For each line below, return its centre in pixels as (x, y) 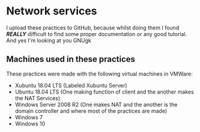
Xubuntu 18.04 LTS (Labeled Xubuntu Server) (71, 85)
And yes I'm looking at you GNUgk (49, 40)
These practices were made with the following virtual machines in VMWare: (100, 74)
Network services (52, 11)
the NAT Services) (38, 98)
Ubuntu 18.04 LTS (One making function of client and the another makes (104, 92)
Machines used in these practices (71, 59)
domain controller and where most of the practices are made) (91, 111)
